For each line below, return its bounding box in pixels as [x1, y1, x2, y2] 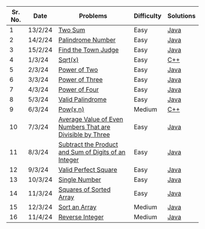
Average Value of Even [58, 115, 123, 123]
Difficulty [134, 12, 162, 20]
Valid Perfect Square [58, 165, 118, 173]
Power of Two [58, 65, 98, 74]
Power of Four [58, 85, 99, 93]
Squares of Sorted [58, 186, 111, 194]
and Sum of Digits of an [58, 148, 126, 156]
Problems [79, 12, 108, 20]
